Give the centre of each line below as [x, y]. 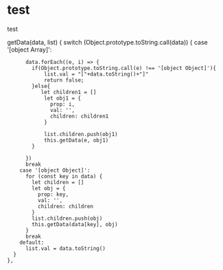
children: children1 [80, 116]
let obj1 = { [62, 98]
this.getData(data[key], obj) [75, 224]
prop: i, [63, 104]
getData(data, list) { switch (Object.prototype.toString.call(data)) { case [107, 42]
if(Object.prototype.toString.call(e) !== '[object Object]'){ [124, 68]
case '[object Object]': [55, 170]
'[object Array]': [30, 49]
